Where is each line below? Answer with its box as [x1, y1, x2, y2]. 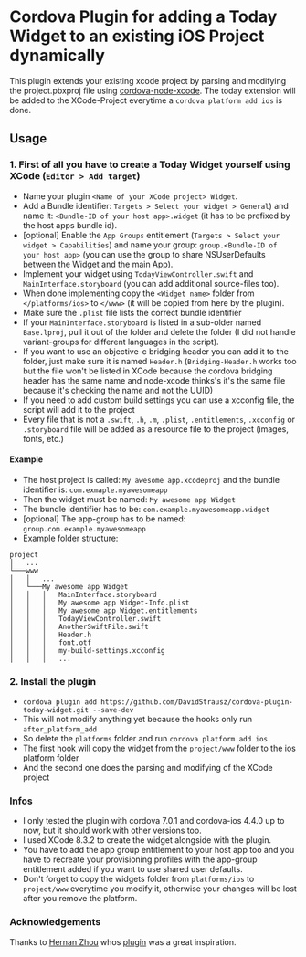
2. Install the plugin [9, 675, 97, 688]
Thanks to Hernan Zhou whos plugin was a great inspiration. [9, 936, 237, 947]
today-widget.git [22, 706, 90, 715]
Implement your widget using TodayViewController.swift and [22, 268, 254, 279]
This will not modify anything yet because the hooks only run [22, 714, 253, 725]
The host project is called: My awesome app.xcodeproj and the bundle [22, 474, 280, 485]
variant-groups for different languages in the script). [22, 336, 219, 347]
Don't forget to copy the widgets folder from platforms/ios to [22, 874, 255, 885]
